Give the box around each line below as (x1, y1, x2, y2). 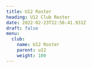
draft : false (6, 25, 39, 31)
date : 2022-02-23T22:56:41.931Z (6, 20, 86, 25)
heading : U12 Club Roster (6, 14, 70, 20)
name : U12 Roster (17, 42, 60, 48)
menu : (6, 31, 20, 37)
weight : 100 (17, 53, 46, 59)
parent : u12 (17, 47, 46, 53)
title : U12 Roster (6, 8, 52, 15)
